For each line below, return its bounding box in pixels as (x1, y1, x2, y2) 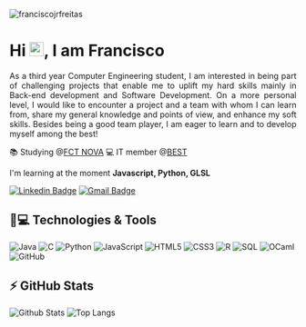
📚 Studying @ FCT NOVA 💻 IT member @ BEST (9, 146, 188, 157)
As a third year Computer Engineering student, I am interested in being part (9, 70, 297, 81)
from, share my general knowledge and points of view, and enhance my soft (9, 109, 297, 120)
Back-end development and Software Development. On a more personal (9, 89, 297, 100)
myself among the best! (9, 128, 98, 139)
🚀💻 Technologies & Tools (9, 213, 158, 228)
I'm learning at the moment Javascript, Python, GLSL (9, 167, 211, 178)
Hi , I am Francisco (9, 41, 166, 61)
